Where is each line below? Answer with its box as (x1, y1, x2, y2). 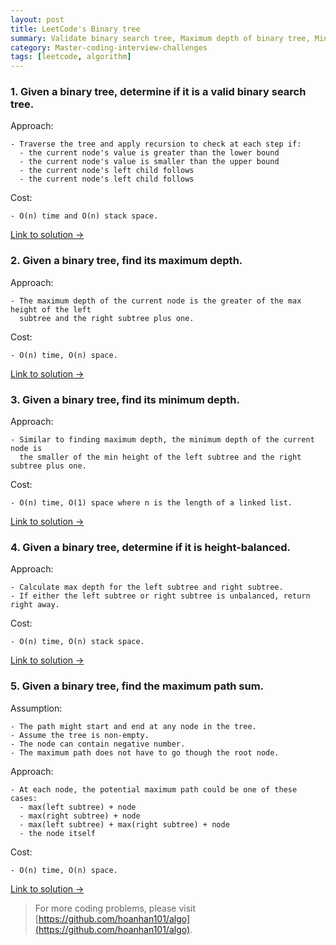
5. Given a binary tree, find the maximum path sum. (10, 679, 265, 693)
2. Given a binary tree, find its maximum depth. (10, 254, 243, 268)
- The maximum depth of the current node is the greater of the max (10, 296, 302, 306)
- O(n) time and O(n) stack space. (10, 211, 159, 221)
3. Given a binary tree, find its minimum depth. (10, 392, 240, 406)
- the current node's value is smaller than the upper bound (19, 157, 280, 167)
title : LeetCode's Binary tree (10, 24, 141, 34)
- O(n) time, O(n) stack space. (10, 637, 145, 647)
